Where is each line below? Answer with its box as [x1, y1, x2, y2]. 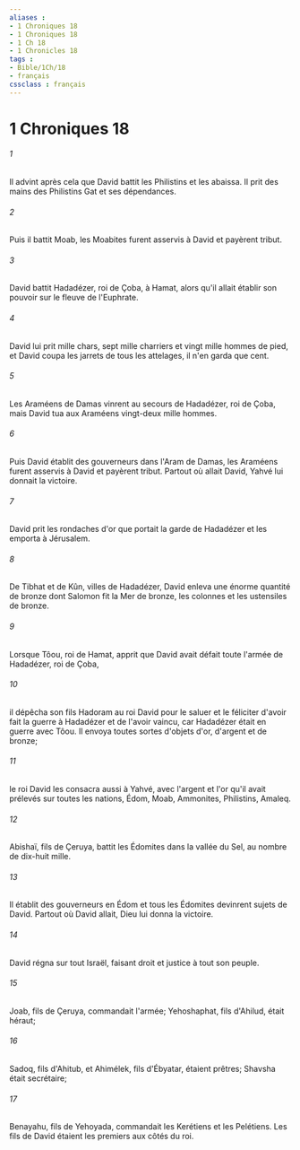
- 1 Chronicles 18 [9, 47, 78, 56]
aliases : [9, 13, 47, 22]
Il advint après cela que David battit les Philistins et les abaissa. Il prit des [9, 177, 279, 187]
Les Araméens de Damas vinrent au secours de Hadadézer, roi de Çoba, [9, 398, 276, 409]
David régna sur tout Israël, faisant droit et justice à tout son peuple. [9, 957, 260, 968]
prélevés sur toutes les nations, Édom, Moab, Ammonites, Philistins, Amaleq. [9, 793, 291, 804]
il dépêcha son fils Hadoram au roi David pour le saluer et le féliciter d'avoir [9, 706, 287, 718]
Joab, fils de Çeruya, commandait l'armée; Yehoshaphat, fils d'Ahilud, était [9, 1006, 285, 1016]
